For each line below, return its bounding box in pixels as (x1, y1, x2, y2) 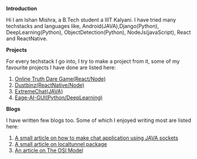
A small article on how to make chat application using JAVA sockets (14, 134, 178, 141)
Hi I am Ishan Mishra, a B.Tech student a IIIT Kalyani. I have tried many (6, 16, 176, 23)
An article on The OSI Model (14, 147, 84, 154)
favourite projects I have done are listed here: (6, 64, 116, 71)
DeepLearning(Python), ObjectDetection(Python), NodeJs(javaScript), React (6, 29, 191, 36)
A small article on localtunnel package (14, 141, 108, 147)
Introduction (6, 5, 37, 12)
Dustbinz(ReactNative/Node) (14, 82, 85, 89)
